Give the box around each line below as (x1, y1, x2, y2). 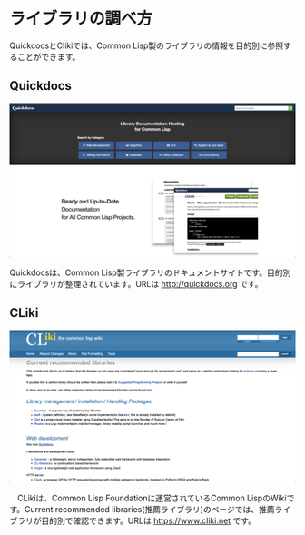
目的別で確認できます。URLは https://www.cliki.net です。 (40, 515, 257, 526)
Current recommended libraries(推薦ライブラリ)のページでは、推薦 (24, 503, 275, 514)
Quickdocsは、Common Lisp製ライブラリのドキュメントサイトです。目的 (9, 267, 283, 278)
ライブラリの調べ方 (9, 8, 153, 29)
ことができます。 (16, 51, 81, 62)
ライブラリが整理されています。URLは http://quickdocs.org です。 (16, 278, 263, 289)
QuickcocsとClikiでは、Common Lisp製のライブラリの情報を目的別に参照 (9, 40, 284, 51)
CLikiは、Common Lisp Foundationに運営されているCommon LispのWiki (16, 492, 288, 503)
